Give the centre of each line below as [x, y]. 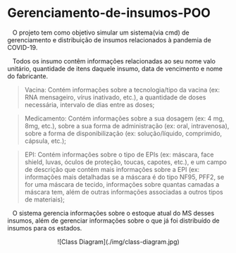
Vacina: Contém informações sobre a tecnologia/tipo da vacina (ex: [122, 90]
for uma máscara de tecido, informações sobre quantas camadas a [122, 184]
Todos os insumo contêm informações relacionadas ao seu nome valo [114, 61]
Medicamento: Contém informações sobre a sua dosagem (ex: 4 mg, [124, 118]
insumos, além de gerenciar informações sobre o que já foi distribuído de [113, 221]
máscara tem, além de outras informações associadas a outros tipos [124, 192]
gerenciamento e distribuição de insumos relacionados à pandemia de [109, 39]
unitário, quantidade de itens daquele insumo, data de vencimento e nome [115, 68]
